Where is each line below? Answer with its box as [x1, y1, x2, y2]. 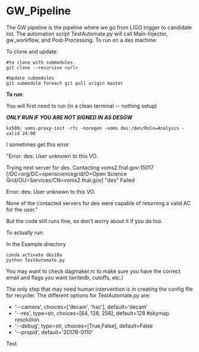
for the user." [6, 206, 38, 213]
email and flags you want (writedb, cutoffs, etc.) [6, 274, 124, 281]
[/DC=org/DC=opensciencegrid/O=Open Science [6, 170, 127, 177]
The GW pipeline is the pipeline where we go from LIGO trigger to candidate [6, 24, 192, 31]
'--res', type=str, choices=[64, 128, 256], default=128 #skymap [14, 309, 169, 316]
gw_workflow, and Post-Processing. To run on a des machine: [6, 36, 157, 43]
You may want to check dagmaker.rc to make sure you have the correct [6, 268, 181, 275]
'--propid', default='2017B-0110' [14, 328, 93, 335]
